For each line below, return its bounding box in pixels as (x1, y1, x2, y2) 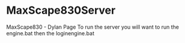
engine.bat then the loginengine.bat (6, 29, 95, 36)
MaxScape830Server (6, 4, 116, 17)
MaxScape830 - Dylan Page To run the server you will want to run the (6, 23, 179, 30)
